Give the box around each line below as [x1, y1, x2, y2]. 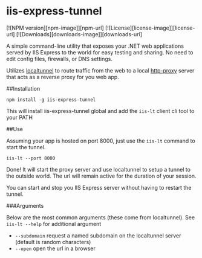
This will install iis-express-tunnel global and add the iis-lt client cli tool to [6, 107, 195, 114]
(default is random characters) [15, 238, 91, 245]
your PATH [6, 114, 33, 121]
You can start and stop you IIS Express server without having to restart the [6, 184, 192, 191]
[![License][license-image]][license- [105, 24, 195, 31]
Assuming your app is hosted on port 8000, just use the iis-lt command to [6, 137, 195, 144]
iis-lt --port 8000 [6, 155, 56, 161]
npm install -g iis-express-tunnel [6, 97, 96, 103]
